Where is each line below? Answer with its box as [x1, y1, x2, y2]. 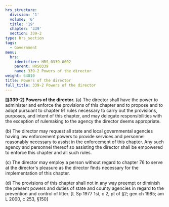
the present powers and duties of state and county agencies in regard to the [5, 185, 164, 191]
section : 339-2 [10, 31, 42, 36]
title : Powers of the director [5, 78, 71, 83]
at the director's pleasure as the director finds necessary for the [5, 164, 139, 171]
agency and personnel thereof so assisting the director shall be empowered [5, 144, 163, 150]
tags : [5, 40, 17, 46]
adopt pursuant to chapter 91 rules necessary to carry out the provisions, [5, 107, 158, 113]
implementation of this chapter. [5, 170, 70, 176]
